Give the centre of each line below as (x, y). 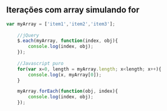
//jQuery (28, 35)
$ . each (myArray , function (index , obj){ (68, 41)
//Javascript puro (40, 63)
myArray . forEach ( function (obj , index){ (68, 91)
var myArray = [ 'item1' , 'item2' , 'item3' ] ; (61, 24)
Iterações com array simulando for (73, 10)
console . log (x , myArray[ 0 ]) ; (65, 75)
